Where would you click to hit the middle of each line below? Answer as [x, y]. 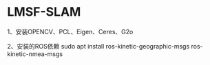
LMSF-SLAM [44, 12]
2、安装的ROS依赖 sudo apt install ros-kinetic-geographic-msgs [98, 46]
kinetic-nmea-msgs [35, 54]
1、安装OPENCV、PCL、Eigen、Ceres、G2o [70, 31]
